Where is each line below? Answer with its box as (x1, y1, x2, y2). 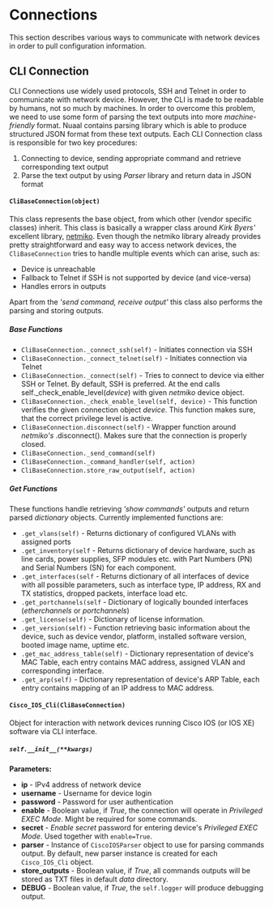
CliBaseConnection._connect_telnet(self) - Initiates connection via (20, 353, 248, 363)
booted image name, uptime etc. (20, 639, 130, 649)
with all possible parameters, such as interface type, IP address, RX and (20, 580, 262, 589)
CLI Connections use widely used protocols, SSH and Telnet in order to (9, 86, 246, 96)
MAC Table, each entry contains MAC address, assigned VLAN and (20, 657, 245, 667)
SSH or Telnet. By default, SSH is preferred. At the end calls (20, 379, 221, 389)
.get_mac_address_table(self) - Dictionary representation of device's (20, 648, 254, 658)
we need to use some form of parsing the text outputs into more (9, 112, 223, 121)
